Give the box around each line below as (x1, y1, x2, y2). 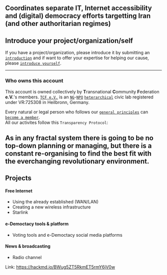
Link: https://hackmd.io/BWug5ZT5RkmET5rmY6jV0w (5, 264, 115, 270)
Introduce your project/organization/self (5, 36, 133, 45)
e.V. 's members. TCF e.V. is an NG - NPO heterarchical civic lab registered (5, 94, 154, 100)
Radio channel (12, 254, 42, 260)
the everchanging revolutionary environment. (5, 157, 150, 166)
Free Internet (5, 187, 33, 193)
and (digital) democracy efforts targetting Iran (5, 12, 151, 20)
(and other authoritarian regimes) (5, 19, 111, 28)
